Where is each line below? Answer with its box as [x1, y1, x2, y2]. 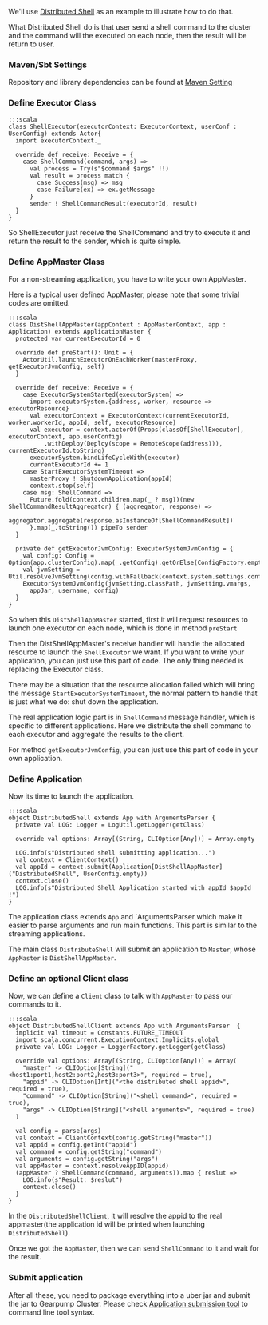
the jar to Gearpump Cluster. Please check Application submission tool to [8, 1299, 249, 1308]
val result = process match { [29, 171, 130, 179]
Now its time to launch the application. [8, 791, 134, 801]
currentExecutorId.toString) [8, 446, 105, 454]
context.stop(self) [29, 482, 94, 490]
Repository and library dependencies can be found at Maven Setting [8, 78, 233, 87]
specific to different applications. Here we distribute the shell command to [8, 720, 252, 731]
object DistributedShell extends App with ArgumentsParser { [8, 814, 216, 823]
